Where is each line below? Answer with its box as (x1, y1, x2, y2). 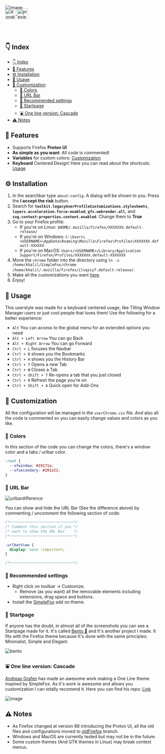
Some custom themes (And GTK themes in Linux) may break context (12, 739, 152, 745)
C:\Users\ (65, 235, 86, 239)
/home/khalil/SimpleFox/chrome (12, 262, 77, 268)
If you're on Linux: (19, 224, 57, 230)
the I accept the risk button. (12, 198, 69, 204)
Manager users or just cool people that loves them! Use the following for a (5, 310, 156, 316)
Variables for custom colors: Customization (12, 155, 101, 160)
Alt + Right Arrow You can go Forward (12, 341, 93, 347)
